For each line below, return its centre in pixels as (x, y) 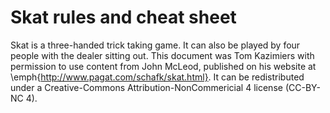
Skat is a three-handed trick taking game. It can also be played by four (155, 45)
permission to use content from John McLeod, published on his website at (163, 66)
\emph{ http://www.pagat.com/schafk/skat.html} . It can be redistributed (157, 77)
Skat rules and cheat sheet (123, 17)
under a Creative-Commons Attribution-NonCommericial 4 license (146, 87)
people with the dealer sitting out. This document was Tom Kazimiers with (162, 55)
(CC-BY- (302, 87)
